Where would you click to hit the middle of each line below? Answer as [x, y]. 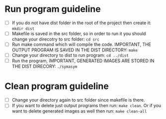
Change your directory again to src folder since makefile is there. [78, 100]
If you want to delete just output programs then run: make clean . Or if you [86, 106]
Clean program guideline [57, 86]
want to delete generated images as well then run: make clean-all [79, 111]
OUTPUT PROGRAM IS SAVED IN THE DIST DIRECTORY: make [75, 50]
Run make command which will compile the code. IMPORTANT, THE [82, 44]
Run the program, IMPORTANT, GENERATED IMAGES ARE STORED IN [83, 61]
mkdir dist [23, 29]
